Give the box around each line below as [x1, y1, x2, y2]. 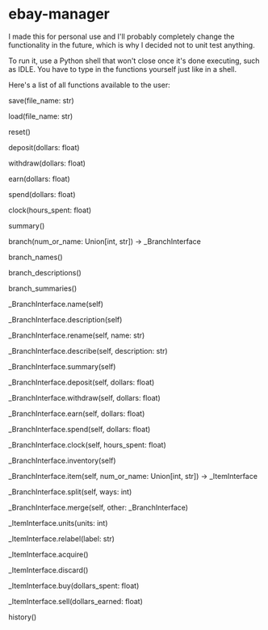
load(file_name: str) [8, 111, 73, 121]
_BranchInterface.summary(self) [8, 361, 116, 372]
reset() [8, 127, 31, 136]
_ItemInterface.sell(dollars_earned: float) [8, 596, 144, 606]
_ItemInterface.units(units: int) [8, 518, 108, 527]
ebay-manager [8, 5, 111, 23]
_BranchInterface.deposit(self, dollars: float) [8, 377, 155, 387]
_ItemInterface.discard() [8, 565, 89, 574]
